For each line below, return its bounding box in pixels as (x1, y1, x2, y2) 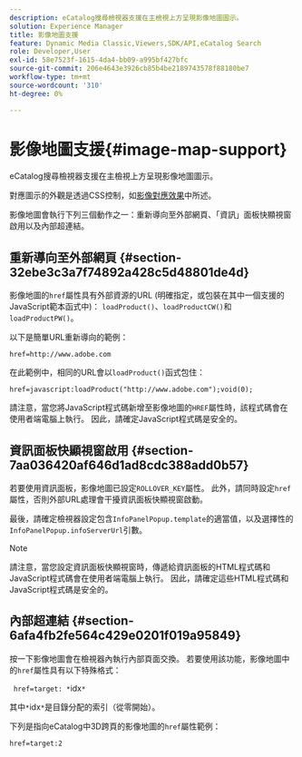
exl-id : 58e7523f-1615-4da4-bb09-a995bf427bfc (9, 55, 189, 64)
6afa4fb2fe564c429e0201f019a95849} (9, 628, 242, 644)
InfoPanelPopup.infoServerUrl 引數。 (9, 525, 148, 536)
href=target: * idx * (13, 683, 86, 693)
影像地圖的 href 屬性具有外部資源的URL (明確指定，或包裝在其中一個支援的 (9, 290, 286, 300)
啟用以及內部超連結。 (9, 221, 89, 231)
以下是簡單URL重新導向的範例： (9, 332, 129, 343)
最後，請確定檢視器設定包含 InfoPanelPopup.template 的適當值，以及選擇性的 (9, 514, 294, 525)
